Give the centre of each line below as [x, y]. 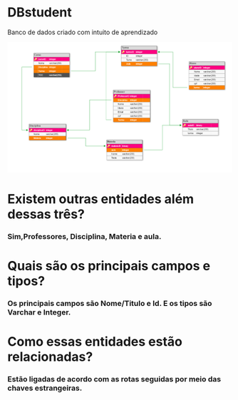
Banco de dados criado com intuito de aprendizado [83, 32]
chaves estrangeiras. [45, 388]
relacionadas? [50, 357]
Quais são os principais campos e [109, 266]
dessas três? [46, 214]
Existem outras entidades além [101, 199]
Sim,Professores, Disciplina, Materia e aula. [84, 236]
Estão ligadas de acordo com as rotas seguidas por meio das [114, 379]
